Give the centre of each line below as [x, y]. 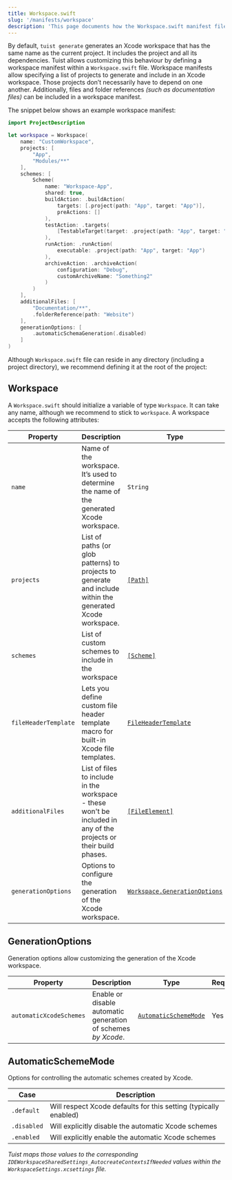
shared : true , [65, 193]
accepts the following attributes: [53, 420]
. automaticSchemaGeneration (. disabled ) [90, 334]
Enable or [107, 994]
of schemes [111, 1028]
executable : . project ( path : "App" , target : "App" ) [131, 250]
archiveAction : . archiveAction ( [91, 263]
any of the [98, 828]
